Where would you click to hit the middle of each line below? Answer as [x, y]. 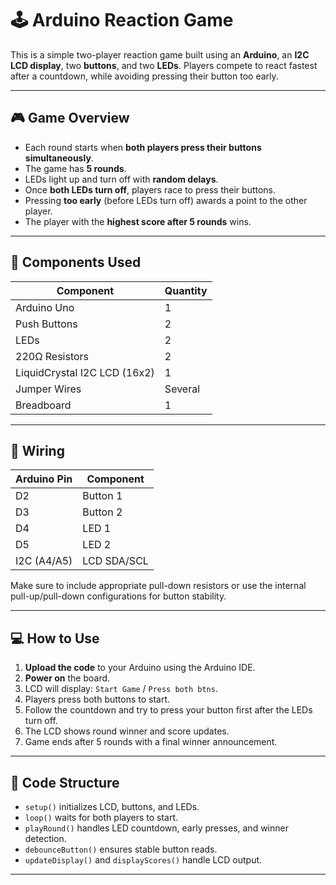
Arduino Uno [45, 307]
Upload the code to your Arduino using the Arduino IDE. [140, 668]
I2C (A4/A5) [44, 561]
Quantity [186, 290]
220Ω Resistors [52, 356]
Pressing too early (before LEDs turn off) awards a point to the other [166, 200]
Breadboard [43, 405]
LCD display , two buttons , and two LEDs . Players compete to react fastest [164, 65]
